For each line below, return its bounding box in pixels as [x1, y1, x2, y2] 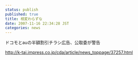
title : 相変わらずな [5, 16, 43, 21]
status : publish [5, 7, 38, 12]
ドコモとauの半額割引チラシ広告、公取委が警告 [5, 40, 101, 46]
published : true [5, 12, 38, 17]
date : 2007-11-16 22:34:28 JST [5, 21, 69, 26]
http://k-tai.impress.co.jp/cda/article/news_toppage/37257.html [5, 50, 133, 56]
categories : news [5, 26, 41, 30]
